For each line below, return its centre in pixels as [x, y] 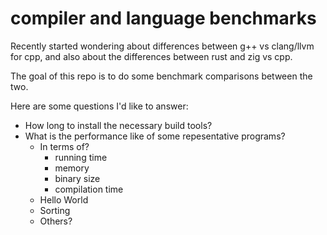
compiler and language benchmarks [163, 18]
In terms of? [64, 146]
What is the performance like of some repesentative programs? [155, 136]
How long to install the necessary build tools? [118, 125]
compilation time [89, 189]
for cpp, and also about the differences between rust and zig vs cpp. [151, 56]
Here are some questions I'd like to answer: [99, 106]
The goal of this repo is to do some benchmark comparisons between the [161, 76]
